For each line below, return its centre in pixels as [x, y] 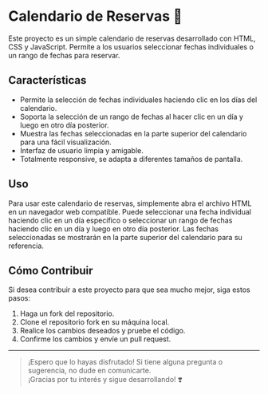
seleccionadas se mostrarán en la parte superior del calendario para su [126, 237]
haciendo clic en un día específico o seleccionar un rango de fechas [120, 220]
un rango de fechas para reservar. [64, 55]
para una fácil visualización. [65, 142]
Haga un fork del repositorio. [67, 313]
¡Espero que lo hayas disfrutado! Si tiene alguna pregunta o [125, 362]
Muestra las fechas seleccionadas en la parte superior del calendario [133, 133]
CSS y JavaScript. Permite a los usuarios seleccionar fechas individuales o [131, 46]
